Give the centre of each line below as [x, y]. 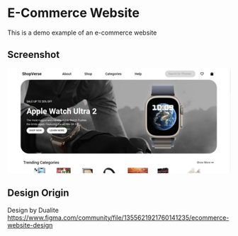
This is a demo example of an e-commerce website [82, 33]
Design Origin [38, 193]
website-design [30, 225]
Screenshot [34, 55]
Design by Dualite [33, 210]
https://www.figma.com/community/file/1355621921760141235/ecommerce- [118, 218]
